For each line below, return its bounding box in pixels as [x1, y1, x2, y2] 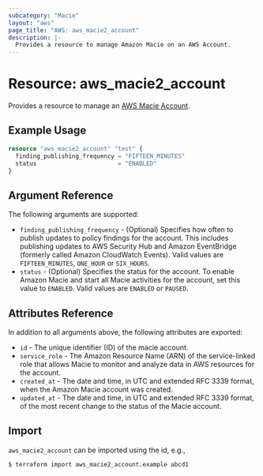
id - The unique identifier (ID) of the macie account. [19, 343, 189, 352]
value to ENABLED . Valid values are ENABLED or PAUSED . [19, 283, 189, 293]
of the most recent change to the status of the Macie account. [19, 402, 222, 410]
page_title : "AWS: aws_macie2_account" [8, 26, 140, 34]
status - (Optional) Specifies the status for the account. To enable [19, 267, 235, 276]
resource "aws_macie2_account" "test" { [8, 144, 144, 152]
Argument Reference [8, 189, 114, 202]
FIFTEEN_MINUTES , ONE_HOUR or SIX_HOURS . [19, 258, 150, 268]
